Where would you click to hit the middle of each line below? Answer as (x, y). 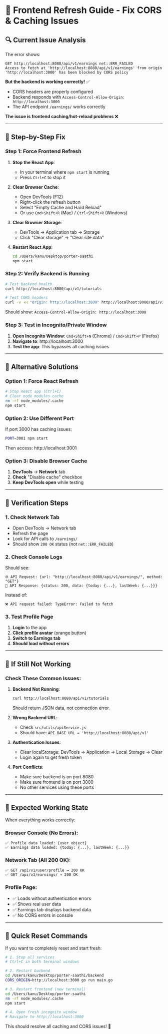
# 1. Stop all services (30, 957)
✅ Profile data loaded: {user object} (46, 843)
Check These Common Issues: (43, 678)
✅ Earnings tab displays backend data (52, 909)
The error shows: (23, 54)
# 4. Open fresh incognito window (41, 1012)
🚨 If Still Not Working (38, 664)
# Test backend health (29, 284)
